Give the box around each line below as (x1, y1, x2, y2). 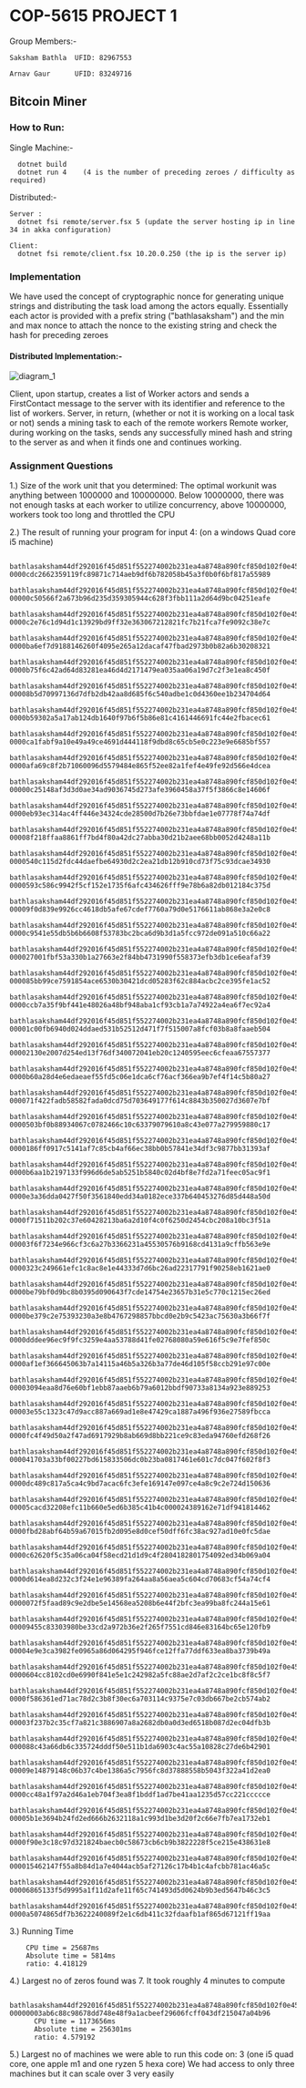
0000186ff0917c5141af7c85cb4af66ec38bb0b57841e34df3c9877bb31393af (9, 1145, 271, 1154)
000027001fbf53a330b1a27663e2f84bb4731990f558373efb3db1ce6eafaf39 (9, 953, 271, 962)
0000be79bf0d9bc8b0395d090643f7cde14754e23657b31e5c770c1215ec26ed (9, 1288, 271, 1297)
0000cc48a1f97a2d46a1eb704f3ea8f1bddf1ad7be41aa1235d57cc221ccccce (9, 1790, 271, 1800)
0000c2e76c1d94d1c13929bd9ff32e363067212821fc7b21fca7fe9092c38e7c (9, 618, 271, 627)
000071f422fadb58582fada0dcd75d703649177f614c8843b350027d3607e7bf (9, 1096, 271, 1106)
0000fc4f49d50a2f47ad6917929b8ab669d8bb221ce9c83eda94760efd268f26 (9, 1432, 271, 1441)
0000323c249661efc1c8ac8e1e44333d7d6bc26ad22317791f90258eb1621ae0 (9, 1264, 271, 1273)
